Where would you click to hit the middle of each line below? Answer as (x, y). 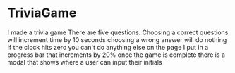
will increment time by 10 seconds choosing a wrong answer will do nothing (117, 39)
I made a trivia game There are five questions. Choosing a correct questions (118, 32)
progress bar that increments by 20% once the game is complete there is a (116, 55)
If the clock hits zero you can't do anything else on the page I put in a (108, 47)
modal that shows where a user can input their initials (85, 62)
